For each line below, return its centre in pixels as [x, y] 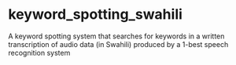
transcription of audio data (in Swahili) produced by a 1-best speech [118, 44]
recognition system [39, 52]
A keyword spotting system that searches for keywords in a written [116, 36]
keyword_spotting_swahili [96, 14]
